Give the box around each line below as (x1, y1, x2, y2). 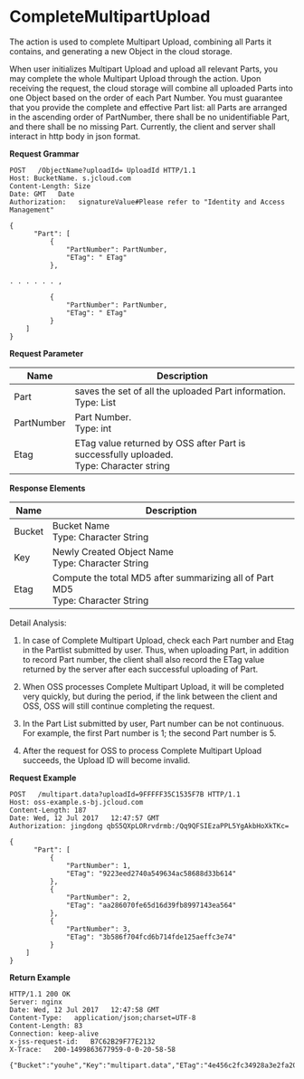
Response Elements (9, 482, 86, 493)
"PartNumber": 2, (66, 893, 131, 902)
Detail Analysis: (9, 617, 67, 628)
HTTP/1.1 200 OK (9, 989, 71, 998)
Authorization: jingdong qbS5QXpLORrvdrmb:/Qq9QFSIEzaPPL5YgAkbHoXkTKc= (9, 821, 290, 830)
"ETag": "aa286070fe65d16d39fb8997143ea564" (66, 901, 237, 910)
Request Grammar (9, 148, 80, 159)
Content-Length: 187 (9, 806, 88, 815)
